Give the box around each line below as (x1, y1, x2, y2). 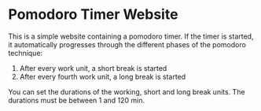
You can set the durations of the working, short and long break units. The (8, 87, 245, 96)
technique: (8, 48, 43, 57)
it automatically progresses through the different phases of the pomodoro (8, 39, 246, 49)
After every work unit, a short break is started (19, 63, 167, 72)
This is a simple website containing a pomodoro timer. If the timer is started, (8, 31, 254, 41)
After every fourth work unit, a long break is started (19, 72, 186, 81)
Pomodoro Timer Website (8, 6, 178, 24)
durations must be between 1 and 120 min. (8, 95, 145, 105)
